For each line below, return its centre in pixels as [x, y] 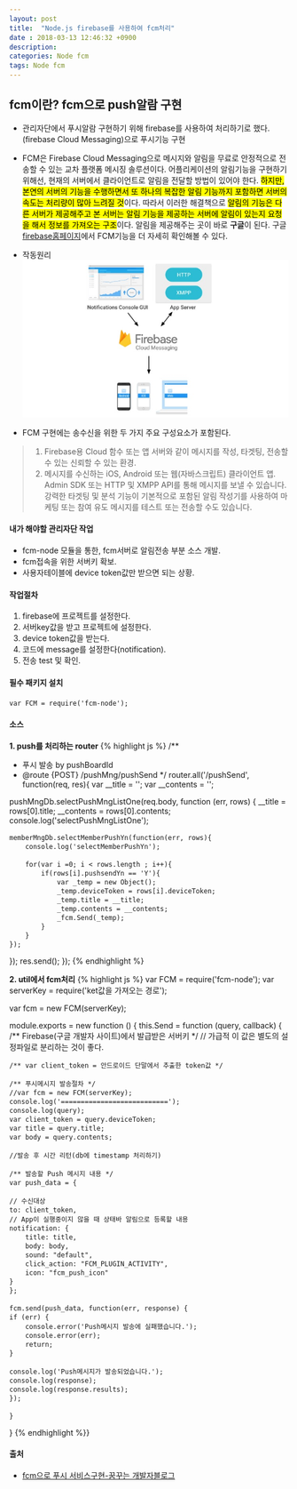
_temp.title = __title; [100, 900]
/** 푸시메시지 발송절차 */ [52, 1084]
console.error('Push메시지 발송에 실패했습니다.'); [111, 1326]
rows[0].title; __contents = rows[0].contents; [90, 811]
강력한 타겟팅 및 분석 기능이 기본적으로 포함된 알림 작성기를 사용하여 [161, 496]
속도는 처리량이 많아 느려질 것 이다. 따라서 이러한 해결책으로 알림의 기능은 [147, 202]
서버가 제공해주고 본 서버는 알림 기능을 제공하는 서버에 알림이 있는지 [148, 213]
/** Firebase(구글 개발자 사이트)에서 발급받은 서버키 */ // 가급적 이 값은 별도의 [144, 1036]
